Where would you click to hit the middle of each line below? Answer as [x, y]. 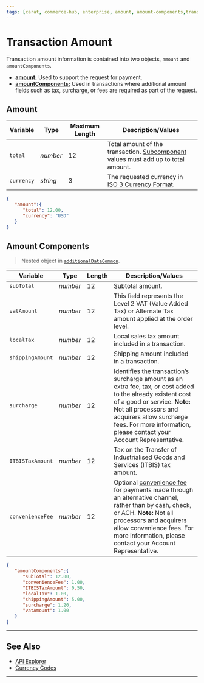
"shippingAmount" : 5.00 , [54, 599]
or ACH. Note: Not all [144, 513]
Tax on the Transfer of [145, 450]
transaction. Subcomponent [147, 152]
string [49, 181]
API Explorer [31, 661]
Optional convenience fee [150, 483]
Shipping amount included [151, 354]
